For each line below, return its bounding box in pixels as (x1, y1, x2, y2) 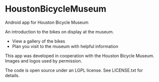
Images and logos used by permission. (5, 58, 82, 64)
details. (5, 72, 20, 78)
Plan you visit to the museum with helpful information (12, 43, 119, 49)
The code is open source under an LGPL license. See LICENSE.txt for (5, 67, 143, 73)
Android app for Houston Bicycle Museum (5, 19, 89, 25)
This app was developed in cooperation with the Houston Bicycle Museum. (5, 52, 155, 59)
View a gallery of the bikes (12, 38, 65, 44)
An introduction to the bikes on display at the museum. (5, 29, 114, 34)
